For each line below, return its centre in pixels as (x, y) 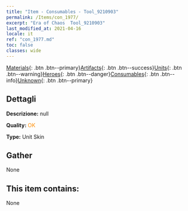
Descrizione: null (27, 114)
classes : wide (24, 51)
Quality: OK (21, 125)
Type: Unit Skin (25, 137)
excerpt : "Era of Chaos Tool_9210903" (56, 23)
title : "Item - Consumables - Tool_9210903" (62, 12)
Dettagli (21, 99)
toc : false (20, 45)
